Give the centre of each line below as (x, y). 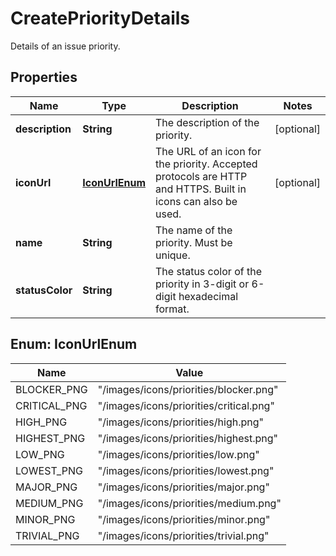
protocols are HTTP (201, 176)
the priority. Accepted (206, 164)
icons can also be (196, 201)
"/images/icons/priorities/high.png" (180, 422)
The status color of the (208, 271)
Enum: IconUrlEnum (74, 344)
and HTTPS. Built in (201, 189)
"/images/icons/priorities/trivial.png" (183, 535)
